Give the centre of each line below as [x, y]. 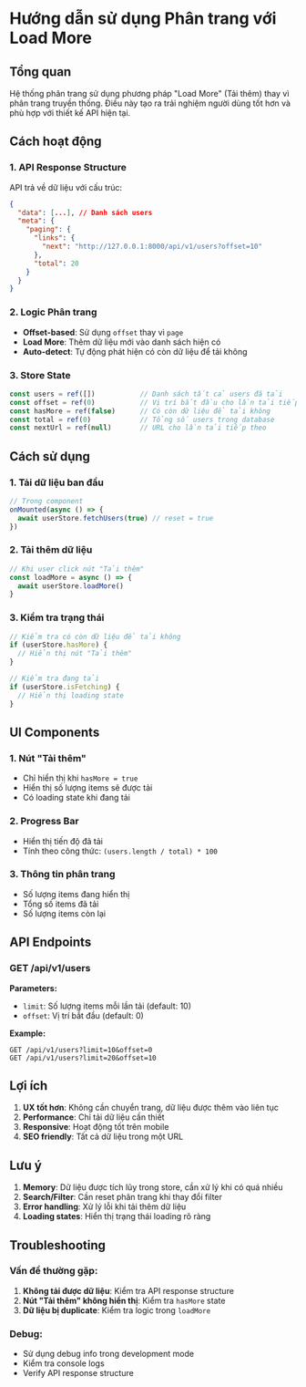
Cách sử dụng [50, 456]
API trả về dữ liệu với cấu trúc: [66, 187]
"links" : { [54, 238]
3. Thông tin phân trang [62, 875]
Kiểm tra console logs [63, 1363]
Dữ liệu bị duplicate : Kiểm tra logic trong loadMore [117, 1310]
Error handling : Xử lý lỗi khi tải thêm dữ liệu [104, 1206]
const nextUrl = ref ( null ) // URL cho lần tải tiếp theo [138, 428]
